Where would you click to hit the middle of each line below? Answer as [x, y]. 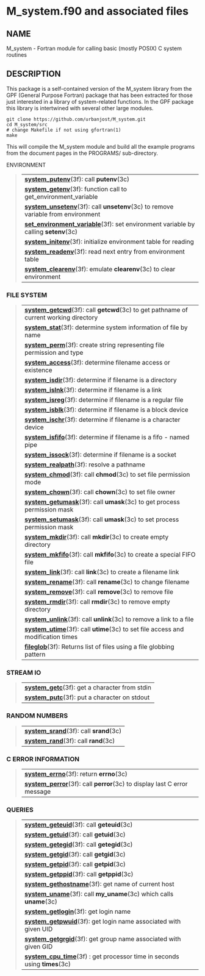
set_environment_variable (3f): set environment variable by [110, 224]
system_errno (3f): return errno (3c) [76, 774]
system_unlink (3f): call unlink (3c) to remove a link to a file [109, 619]
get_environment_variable [61, 196]
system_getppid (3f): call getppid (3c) [79, 874]
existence [38, 370]
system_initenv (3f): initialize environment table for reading [109, 241]
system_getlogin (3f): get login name [77, 911]
